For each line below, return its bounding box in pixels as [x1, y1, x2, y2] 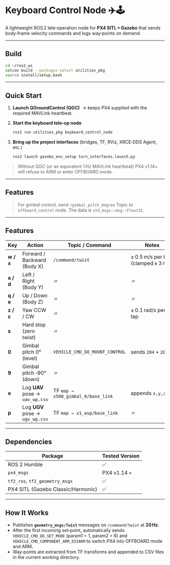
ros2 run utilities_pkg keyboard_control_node [12, 130, 113, 135]
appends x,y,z [131, 390, 166, 397]
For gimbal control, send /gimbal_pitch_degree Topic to [17, 201, 133, 207]
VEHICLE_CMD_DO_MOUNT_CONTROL [53, 349, 126, 355]
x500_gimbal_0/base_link [53, 393, 113, 399]
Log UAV [22, 384, 44, 391]
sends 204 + [131, 348, 159, 356]
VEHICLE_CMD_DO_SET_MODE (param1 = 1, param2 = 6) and [12, 533, 127, 539]
